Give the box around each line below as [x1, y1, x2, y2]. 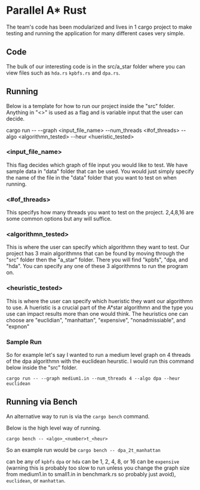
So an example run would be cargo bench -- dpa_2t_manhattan [6, 446, 161, 454]
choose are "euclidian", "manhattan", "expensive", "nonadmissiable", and [6, 316, 186, 323]
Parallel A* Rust [6, 4, 87, 17]
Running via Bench [6, 397, 78, 407]
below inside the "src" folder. [6, 364, 78, 371]
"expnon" [6, 323, 30, 330]
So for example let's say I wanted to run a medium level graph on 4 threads [6, 352, 191, 359]
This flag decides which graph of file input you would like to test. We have [6, 161, 188, 168]
